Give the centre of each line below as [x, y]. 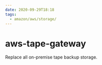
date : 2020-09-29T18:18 [30, 10]
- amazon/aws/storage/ [33, 19]
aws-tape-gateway [46, 43]
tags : [11, 14]
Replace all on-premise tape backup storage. [51, 57]
